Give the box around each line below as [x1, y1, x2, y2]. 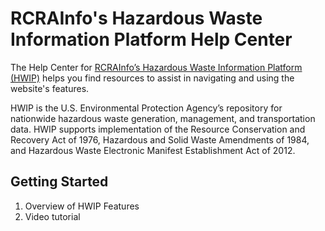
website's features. [10, 82, 90, 94]
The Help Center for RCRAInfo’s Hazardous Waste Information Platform [10, 61, 303, 73]
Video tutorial [24, 210, 81, 222]
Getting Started [10, 173, 109, 191]
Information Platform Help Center [10, 28, 293, 51]
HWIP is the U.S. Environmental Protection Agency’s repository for [10, 102, 283, 114]
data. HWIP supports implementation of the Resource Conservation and [10, 123, 306, 135]
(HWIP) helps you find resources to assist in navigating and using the [10, 72, 295, 84]
